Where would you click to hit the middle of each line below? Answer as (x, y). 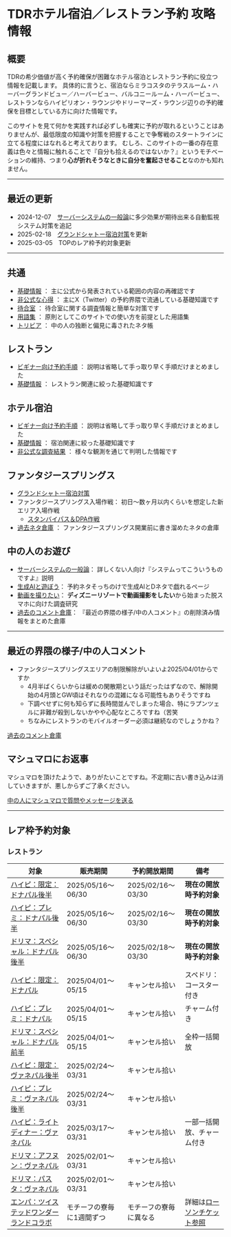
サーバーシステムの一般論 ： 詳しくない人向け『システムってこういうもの (120, 569)
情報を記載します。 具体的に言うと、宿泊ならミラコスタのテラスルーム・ (110, 85)
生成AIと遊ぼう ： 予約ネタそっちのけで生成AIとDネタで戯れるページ (113, 586)
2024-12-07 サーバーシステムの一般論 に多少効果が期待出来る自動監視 (118, 217)
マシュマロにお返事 (48, 759)
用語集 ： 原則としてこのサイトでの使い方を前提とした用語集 (103, 317)
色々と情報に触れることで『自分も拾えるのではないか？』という (109, 151)
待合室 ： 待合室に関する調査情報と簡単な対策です (88, 308)
